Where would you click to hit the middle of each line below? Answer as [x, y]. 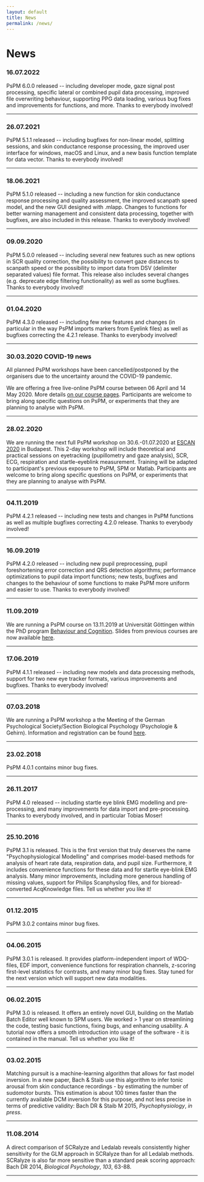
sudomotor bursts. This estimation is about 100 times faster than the [92, 1093]
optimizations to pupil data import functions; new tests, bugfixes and [92, 577]
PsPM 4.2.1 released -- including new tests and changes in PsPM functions [100, 516]
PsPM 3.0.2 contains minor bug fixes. [53, 924]
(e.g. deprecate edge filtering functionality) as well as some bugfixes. [93, 280]
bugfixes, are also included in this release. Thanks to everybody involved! [98, 220]
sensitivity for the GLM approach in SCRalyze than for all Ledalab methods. [100, 1153]
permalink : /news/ [29, 23]
